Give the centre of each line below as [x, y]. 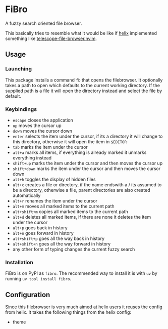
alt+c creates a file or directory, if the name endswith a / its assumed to [87, 184]
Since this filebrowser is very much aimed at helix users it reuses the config [84, 307]
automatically [26, 195]
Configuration [28, 295]
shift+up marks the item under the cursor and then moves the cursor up [88, 163]
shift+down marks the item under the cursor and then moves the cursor [86, 169]
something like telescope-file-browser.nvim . [51, 38]
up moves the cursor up [37, 126]
